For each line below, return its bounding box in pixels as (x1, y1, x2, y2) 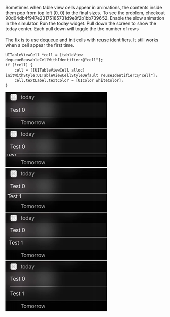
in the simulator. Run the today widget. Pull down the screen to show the (5, 20, 156, 26)
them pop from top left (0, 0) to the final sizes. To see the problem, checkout (5, 10, 165, 16)
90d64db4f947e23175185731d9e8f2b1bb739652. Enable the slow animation (5, 15, 165, 21)
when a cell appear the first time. (5, 42, 75, 48)
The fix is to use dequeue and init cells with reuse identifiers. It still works (5, 37, 159, 43)
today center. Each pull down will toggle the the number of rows (5, 26, 139, 32)
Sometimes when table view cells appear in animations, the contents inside (5, 5, 162, 10)
